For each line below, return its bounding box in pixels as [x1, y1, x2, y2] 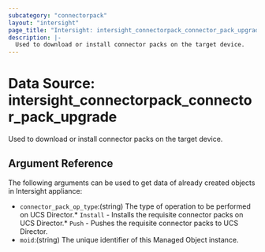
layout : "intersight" [8, 19, 80, 27]
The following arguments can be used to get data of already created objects [8, 178, 256, 187]
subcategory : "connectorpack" [8, 11, 108, 20]
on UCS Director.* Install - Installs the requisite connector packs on [19, 209, 244, 219]
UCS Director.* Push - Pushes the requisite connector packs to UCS [19, 218, 239, 228]
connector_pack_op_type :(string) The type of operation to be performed [19, 202, 251, 211]
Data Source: [8, 75, 95, 93]
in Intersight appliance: [8, 186, 83, 195]
